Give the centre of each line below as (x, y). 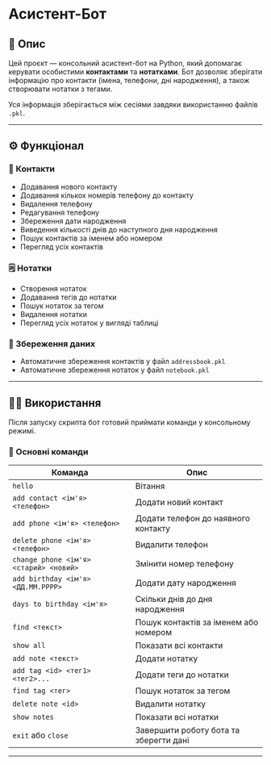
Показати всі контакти (179, 646)
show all (29, 646)
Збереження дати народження (73, 221)
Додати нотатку (167, 658)
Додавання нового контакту (69, 186)
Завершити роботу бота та (188, 730)
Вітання (150, 487)
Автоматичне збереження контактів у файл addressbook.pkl (123, 362)
